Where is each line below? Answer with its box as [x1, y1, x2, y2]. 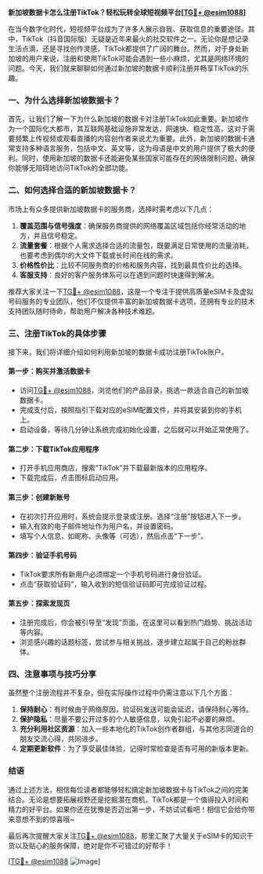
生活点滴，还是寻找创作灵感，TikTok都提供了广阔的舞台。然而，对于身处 [8, 44, 243, 53]
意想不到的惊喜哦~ [14, 814, 75, 824]
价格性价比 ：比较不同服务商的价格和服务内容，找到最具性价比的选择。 [19, 260, 247, 269]
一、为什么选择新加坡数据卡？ [8, 94, 121, 105]
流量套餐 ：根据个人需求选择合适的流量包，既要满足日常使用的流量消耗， [19, 240, 253, 250]
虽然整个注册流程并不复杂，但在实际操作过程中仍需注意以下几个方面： [8, 688, 235, 697]
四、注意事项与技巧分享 [8, 668, 96, 679]
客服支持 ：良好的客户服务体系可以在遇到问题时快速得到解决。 [19, 270, 219, 280]
